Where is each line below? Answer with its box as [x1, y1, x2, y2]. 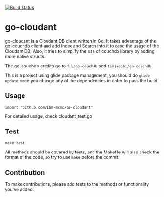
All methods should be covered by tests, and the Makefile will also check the [5, 149, 160, 155]
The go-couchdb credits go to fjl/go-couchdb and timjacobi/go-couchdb [5, 63, 152, 68]
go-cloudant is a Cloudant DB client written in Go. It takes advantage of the [5, 38, 157, 44]
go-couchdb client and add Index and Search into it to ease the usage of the [5, 43, 159, 49]
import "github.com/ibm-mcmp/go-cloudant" [5, 105, 93, 109]
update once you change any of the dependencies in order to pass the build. [5, 77, 159, 83]
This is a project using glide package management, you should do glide [5, 72, 150, 78]
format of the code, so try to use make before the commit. [5, 154, 120, 160]
